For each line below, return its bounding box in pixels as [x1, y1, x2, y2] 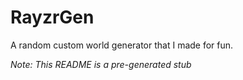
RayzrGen [10, 6, 95, 29]
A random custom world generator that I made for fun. [10, 39, 234, 51]
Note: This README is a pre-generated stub [10, 58, 192, 70]
